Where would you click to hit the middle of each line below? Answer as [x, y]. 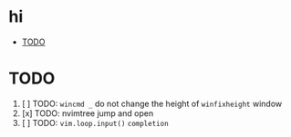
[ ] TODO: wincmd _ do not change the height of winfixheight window [152, 103]
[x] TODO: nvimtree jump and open [88, 113]
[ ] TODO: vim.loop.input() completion [95, 122]
